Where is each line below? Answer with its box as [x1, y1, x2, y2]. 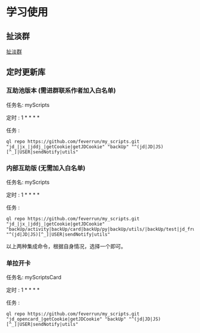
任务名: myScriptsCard [6, 274, 61, 281]
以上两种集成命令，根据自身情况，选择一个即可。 [6, 242, 126, 249]
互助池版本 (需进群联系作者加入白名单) [6, 87, 116, 95]
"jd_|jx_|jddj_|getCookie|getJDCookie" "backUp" [6, 144, 129, 150]
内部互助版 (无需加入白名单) [6, 164, 86, 172]
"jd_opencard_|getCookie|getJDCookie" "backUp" [6, 316, 127, 322]
